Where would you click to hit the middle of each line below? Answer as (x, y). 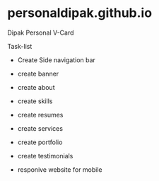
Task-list (20, 46)
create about (36, 87)
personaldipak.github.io (80, 13)
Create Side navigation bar (56, 60)
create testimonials (45, 156)
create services (40, 128)
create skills (35, 101)
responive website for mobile (60, 169)
